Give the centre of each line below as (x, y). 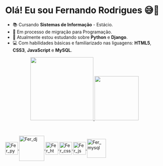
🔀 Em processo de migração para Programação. (62, 32)
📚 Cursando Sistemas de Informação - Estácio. (63, 24)
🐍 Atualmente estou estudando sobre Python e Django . (70, 37)
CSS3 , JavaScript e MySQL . (42, 50)
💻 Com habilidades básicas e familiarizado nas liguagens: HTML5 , (82, 43)
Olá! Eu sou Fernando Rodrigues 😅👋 (82, 10)
